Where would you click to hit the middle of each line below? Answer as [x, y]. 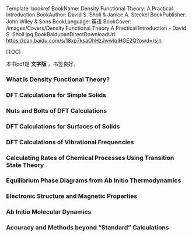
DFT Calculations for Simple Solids [56, 95]
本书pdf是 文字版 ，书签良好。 [42, 64]
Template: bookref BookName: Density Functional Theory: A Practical [90, 8]
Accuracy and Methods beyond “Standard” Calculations [88, 228]
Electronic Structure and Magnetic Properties [72, 196]
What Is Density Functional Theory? [58, 79]
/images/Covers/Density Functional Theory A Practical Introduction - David [96, 28]
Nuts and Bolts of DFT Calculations [57, 110]
